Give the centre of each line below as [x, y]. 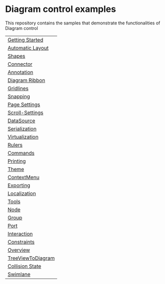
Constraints [21, 242]
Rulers [15, 145]
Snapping [19, 96]
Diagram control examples [61, 9]
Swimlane [19, 274]
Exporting [19, 185]
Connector [20, 64]
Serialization [22, 129]
